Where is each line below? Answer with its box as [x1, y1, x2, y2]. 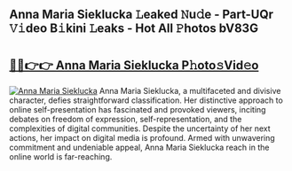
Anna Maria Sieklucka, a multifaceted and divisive [99, 86, 281, 96]
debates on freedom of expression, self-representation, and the [9, 114, 242, 124]
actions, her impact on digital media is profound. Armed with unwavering [9, 133, 275, 143]
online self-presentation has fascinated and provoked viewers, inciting [9, 105, 266, 114]
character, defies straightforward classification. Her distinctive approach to [9, 95, 284, 105]
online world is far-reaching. [9, 152, 113, 162]
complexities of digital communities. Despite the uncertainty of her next [9, 123, 271, 134]
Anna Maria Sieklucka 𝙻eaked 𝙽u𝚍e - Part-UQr [9, 7, 273, 22]
